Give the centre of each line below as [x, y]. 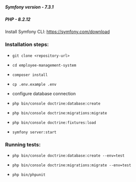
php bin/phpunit [29, 175]
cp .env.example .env [34, 84]
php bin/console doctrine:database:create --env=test [68, 155]
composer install [30, 75]
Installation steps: [27, 44]
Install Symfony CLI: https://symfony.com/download [57, 32]
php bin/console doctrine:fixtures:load [54, 123]
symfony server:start [34, 132]
